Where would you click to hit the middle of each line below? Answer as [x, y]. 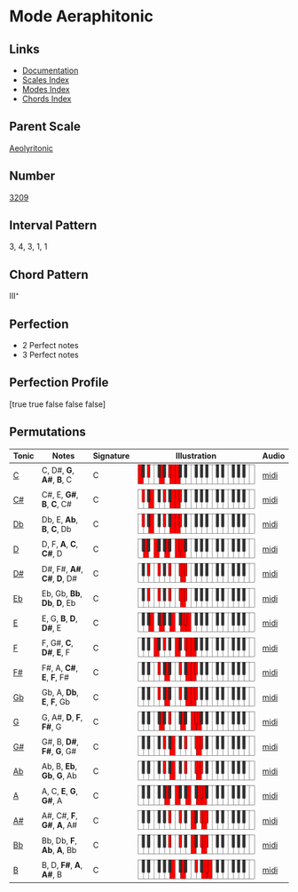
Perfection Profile [59, 382]
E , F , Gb [56, 702]
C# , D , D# [59, 578]
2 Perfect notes [50, 346]
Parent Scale [45, 127]
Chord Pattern [49, 274]
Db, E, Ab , [59, 519]
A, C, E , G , [59, 791]
